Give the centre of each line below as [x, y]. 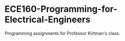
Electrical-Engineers [47, 20]
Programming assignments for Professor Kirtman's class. [62, 33]
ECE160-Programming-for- [61, 9]
